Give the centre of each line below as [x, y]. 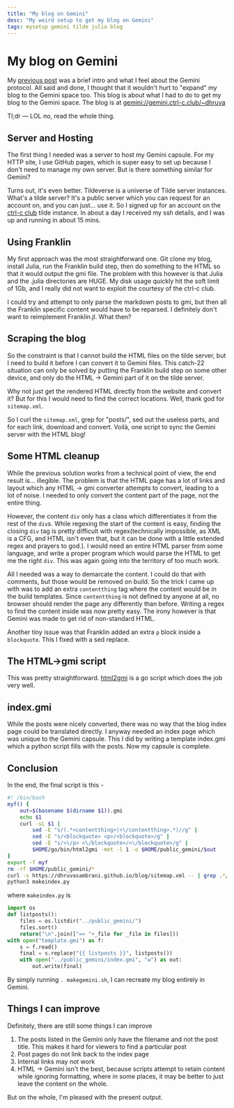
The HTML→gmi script [57, 661]
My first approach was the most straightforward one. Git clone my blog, [110, 259]
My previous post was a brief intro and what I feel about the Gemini [104, 80]
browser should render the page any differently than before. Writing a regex [116, 603]
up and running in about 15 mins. [54, 220]
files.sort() [39, 928]
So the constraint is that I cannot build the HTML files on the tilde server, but [117, 355]
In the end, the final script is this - [55, 785]
